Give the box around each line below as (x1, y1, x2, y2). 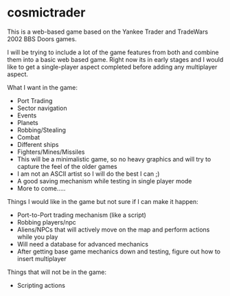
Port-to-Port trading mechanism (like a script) (16, 211, 146, 219)
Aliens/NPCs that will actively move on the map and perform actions (16, 225, 210, 234)
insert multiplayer (16, 254, 67, 262)
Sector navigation (16, 104, 67, 112)
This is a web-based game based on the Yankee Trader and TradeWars (7, 27, 208, 36)
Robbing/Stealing (16, 126, 67, 134)
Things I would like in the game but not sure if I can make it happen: (7, 197, 199, 205)
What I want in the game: (7, 83, 78, 91)
